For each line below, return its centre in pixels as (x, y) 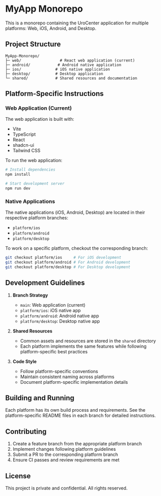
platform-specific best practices (54, 351)
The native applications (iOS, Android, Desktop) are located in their (75, 212)
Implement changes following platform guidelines (64, 449)
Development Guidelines (45, 283)
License (18, 476)
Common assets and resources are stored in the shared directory (88, 341)
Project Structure (33, 44)
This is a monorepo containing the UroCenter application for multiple (77, 23)
